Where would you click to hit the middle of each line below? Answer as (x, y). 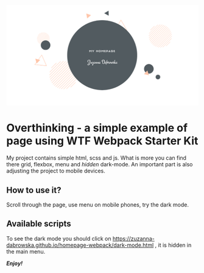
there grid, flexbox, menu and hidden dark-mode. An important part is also (100, 165)
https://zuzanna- (134, 238)
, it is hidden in (173, 245)
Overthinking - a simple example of (97, 128)
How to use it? (34, 190)
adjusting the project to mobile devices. (56, 171)
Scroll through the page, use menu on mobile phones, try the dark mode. (97, 205)
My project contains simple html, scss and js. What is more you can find (97, 158)
